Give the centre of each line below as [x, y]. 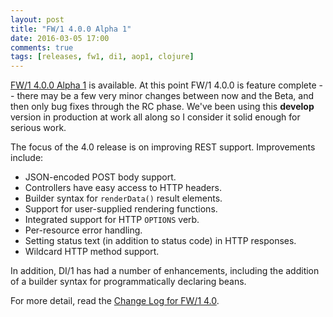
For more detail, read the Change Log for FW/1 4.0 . [115, 301]
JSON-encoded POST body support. [100, 177]
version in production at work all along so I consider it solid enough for [155, 117]
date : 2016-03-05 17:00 [60, 38]
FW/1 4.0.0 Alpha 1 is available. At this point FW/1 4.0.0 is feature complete [163, 85]
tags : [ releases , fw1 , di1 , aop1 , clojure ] [102, 57]
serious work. [38, 128]
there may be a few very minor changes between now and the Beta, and [165, 96]
